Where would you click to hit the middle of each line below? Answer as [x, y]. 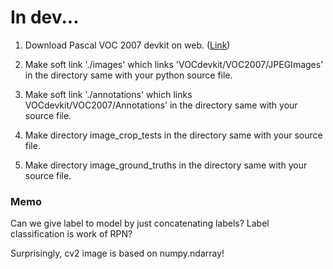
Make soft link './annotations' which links [108, 94]
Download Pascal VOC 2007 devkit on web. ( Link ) [127, 45]
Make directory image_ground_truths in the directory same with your [166, 165]
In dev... [45, 17]
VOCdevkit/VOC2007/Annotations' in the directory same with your [161, 105]
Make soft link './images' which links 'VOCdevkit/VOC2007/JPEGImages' [174, 64]
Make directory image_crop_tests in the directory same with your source [173, 135]
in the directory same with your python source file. [128, 75]
